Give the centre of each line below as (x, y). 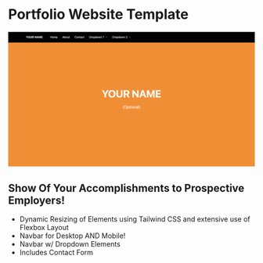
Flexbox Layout (44, 228)
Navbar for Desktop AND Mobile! (72, 236)
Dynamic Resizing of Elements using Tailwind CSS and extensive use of (135, 219)
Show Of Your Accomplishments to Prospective (126, 188)
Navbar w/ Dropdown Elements (70, 244)
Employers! (36, 200)
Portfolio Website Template (99, 14)
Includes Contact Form (56, 253)
